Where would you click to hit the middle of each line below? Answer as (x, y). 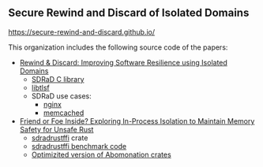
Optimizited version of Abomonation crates (101, 154)
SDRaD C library (58, 79)
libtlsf (40, 87)
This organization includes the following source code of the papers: (118, 47)
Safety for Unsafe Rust (56, 129)
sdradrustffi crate (60, 138)
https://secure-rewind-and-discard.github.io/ (82, 32)
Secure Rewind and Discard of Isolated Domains (129, 13)
